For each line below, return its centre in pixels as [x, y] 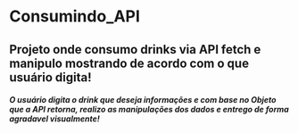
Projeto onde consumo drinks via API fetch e [135, 50]
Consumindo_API [75, 17]
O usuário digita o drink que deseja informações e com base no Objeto [143, 100]
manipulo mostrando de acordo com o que [129, 63]
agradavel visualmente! [54, 119]
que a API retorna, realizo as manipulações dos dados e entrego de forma [149, 110]
